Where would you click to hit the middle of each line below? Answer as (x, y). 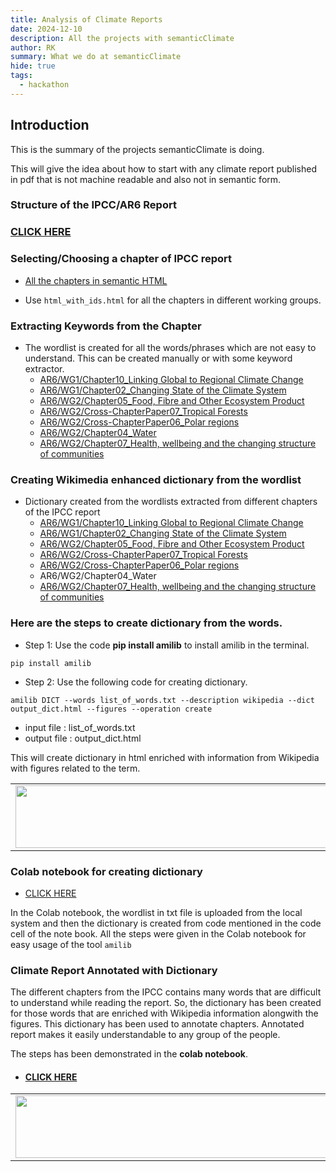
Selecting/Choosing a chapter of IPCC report (121, 259)
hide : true (33, 66)
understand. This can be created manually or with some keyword (158, 358)
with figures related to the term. (75, 768)
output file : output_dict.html (83, 738)
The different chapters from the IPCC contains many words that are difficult (166, 992)
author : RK (33, 47)
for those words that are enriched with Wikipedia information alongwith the (164, 1013)
